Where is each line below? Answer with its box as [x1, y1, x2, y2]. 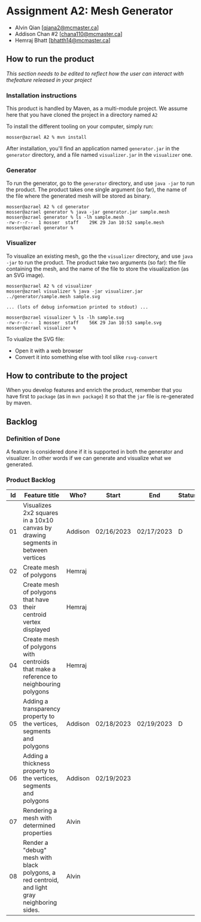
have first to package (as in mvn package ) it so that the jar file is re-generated [6, 393, 194, 400]
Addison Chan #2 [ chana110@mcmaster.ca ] [14, 30, 123, 37]
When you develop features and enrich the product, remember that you [6, 387, 182, 394]
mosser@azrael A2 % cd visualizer [6, 283, 93, 289]
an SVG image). [6, 271, 45, 279]
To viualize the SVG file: [6, 335, 65, 342]
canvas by [23, 524, 52, 532]
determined [23, 821, 56, 830]
